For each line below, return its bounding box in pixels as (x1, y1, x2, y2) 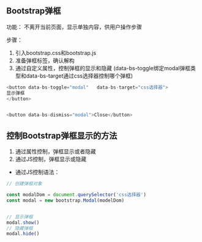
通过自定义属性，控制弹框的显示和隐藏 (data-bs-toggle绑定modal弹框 (15, 64, 191, 71)
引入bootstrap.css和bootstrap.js (15, 49, 97, 56)
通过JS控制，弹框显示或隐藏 (15, 155, 87, 163)
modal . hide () (6, 231, 40, 237)
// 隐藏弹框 (6, 225, 34, 231)
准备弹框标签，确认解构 (15, 57, 75, 64)
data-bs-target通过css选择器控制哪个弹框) (26, 72, 133, 79)
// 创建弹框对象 (6, 181, 42, 187)
